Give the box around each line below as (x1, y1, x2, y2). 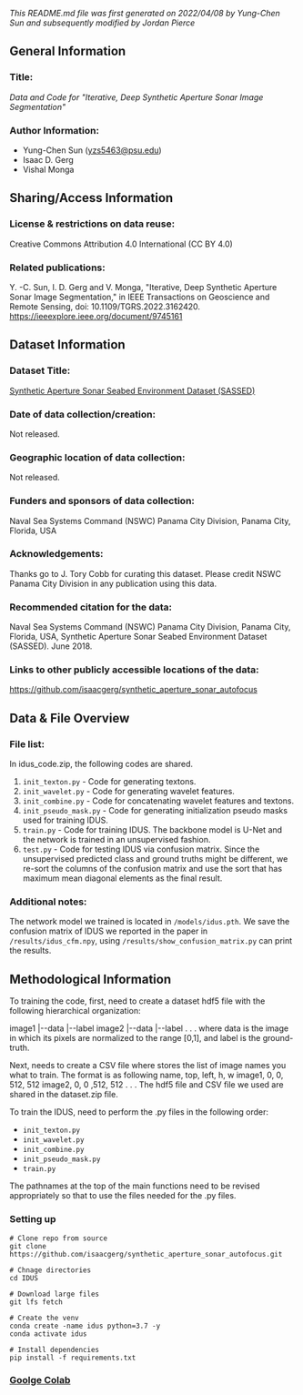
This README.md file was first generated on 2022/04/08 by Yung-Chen (9, 8, 280, 18)
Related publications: (9, 261, 106, 274)
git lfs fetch (9, 1297, 64, 1307)
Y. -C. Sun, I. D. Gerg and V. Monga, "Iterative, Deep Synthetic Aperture (9, 281, 278, 292)
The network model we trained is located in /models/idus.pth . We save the (9, 916, 290, 927)
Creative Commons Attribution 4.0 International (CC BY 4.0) (9, 238, 234, 249)
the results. (9, 945, 52, 956)
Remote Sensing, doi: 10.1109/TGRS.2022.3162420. (9, 300, 201, 312)
